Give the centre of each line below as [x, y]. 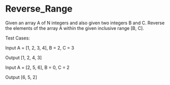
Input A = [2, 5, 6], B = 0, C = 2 [38, 67]
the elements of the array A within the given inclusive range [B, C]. [75, 28]
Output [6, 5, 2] [21, 77]
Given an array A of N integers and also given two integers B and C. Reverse [85, 23]
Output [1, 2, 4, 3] [24, 57]
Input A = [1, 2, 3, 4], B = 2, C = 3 [40, 48]
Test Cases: [18, 38]
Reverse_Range [39, 9]
